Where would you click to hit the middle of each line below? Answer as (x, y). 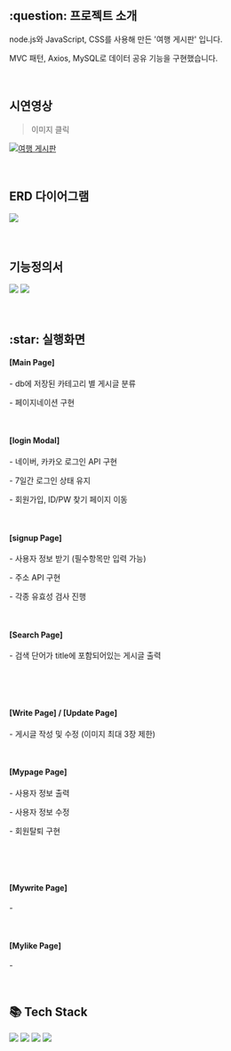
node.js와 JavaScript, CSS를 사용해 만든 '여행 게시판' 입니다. (116, 39)
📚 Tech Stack (48, 1011)
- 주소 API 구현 (35, 578)
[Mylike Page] (36, 945)
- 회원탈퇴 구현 (35, 831)
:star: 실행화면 (48, 339)
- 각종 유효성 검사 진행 (48, 596)
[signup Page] (36, 538)
